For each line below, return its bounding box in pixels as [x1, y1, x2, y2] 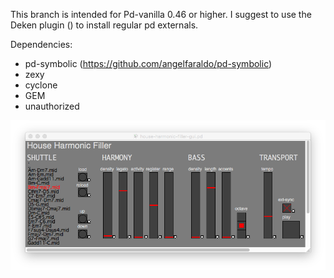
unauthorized [24, 100, 80, 112]
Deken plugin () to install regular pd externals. [10, 19, 199, 31]
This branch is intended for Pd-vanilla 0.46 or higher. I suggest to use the [10, 9, 312, 20]
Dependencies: [10, 39, 73, 50]
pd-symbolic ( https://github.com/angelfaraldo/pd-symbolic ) [24, 58, 273, 69]
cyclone [24, 79, 58, 91]
